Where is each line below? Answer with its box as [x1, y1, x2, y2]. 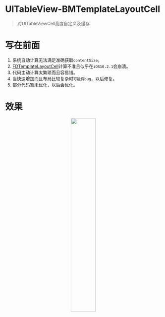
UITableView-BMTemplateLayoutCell [5, 3, 161, 15]
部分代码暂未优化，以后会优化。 [12, 82, 78, 88]
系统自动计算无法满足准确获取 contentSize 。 [12, 57, 103, 63]
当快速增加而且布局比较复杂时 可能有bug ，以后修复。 [12, 75, 117, 81]
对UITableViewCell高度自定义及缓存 [17, 20, 90, 26]
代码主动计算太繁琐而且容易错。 [12, 69, 78, 75]
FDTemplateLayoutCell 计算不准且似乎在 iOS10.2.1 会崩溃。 [12, 63, 131, 69]
